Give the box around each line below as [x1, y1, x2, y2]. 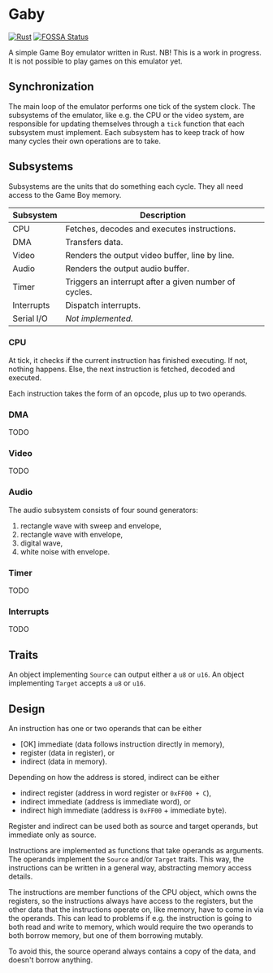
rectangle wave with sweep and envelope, [19, 520, 162, 530]
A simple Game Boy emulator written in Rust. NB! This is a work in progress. [8, 47, 262, 57]
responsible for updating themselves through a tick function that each [8, 119, 245, 129]
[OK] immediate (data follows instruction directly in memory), [19, 739, 225, 749]
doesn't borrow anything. [8, 954, 93, 965]
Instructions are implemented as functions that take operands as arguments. [8, 845, 264, 855]
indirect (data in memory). [19, 756, 108, 766]
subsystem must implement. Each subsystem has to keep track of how [8, 127, 245, 137]
